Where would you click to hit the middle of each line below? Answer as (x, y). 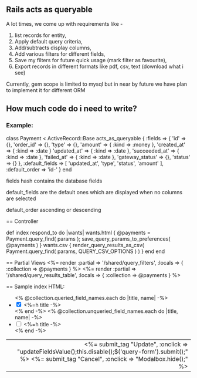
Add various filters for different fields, (60, 54)
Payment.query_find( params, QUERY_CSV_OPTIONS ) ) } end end (86, 251)
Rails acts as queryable (49, 10)
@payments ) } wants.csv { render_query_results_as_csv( (75, 245)
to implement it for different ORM (46, 90)
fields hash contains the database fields (54, 181)
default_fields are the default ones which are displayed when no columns (94, 192)
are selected (21, 198)
